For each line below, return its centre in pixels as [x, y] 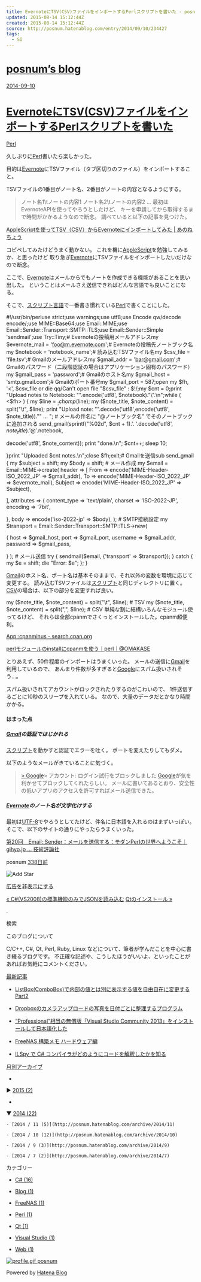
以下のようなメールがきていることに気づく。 [61, 763]
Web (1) [24, 1249]
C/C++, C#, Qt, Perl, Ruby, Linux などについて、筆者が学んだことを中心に [96, 949]
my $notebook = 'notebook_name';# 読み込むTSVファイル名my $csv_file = [98, 351]
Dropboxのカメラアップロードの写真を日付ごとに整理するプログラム [99, 1008]
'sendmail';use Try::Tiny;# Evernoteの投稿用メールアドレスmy [83, 337]
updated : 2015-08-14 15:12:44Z [45, 17]
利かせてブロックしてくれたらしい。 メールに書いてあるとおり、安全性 [108, 783]
